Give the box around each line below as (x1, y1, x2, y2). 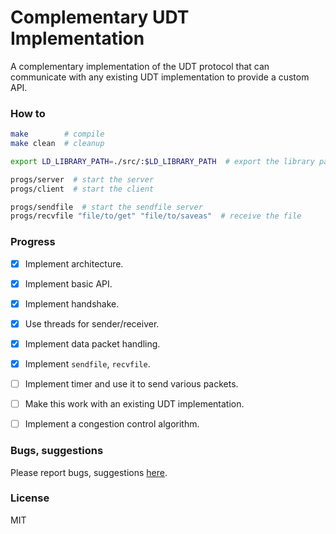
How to (10, 106, 46, 120)
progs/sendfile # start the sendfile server (10, 202, 203, 212)
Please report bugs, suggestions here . (10, 466, 168, 478)
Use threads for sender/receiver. (24, 317, 160, 330)
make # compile (10, 129, 105, 140)
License (10, 491, 50, 505)
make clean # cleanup (10, 139, 105, 149)
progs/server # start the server (10, 174, 155, 185)
